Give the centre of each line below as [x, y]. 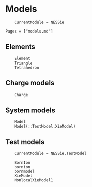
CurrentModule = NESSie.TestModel [51, 154]
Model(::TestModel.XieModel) [45, 127]
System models [30, 110]
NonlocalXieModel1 [34, 180]
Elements [20, 47]
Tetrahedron [27, 67]
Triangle [24, 63]
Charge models [30, 83]
